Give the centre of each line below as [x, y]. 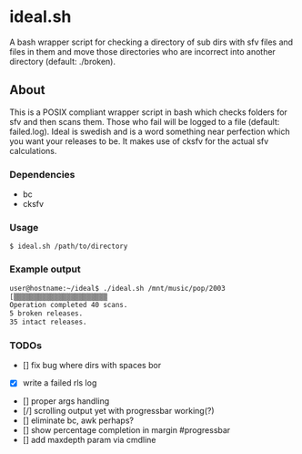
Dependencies [42, 174]
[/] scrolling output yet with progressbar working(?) [119, 411]
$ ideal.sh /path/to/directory [69, 247]
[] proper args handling [66, 401]
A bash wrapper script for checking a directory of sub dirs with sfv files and [151, 42]
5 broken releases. [46, 314]
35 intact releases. [49, 322]
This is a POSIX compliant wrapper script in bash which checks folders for [149, 112]
